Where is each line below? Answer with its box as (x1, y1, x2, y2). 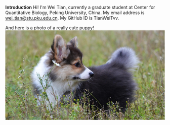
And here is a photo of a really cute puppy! (5, 25, 95, 31)
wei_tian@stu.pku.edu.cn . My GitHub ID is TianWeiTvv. (5, 15, 119, 21)
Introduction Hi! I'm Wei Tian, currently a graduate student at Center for (5, 5, 155, 10)
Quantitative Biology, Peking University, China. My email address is (5, 10, 145, 16)
